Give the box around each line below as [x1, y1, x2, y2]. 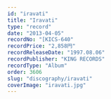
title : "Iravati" [7, 17, 58, 24]
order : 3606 [7, 68, 42, 75]
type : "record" [7, 23, 52, 30]
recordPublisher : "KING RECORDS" [7, 56, 105, 63]
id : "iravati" [7, 10, 49, 17]
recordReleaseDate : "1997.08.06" [7, 49, 105, 56]
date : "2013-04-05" [7, 29, 65, 37]
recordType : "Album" [7, 62, 68, 69]
